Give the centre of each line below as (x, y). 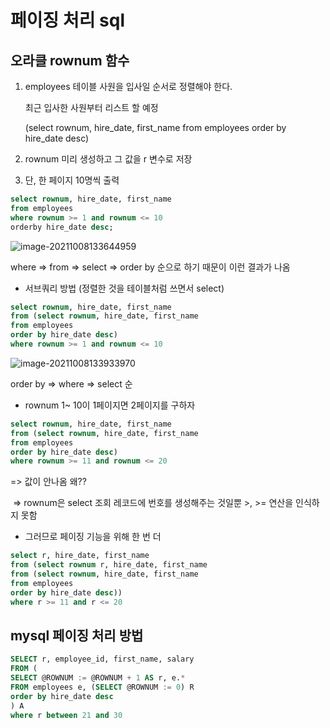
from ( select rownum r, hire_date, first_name (109, 565)
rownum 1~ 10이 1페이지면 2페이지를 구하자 (110, 405)
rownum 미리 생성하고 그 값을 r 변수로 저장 (108, 159)
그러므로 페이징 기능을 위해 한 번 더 (93, 537)
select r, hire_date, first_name (80, 556)
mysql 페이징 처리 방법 (77, 635)
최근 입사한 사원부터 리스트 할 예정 (91, 107)
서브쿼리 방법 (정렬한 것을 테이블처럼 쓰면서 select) (124, 288)
